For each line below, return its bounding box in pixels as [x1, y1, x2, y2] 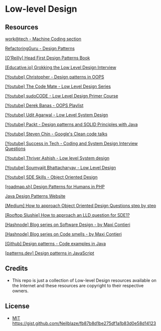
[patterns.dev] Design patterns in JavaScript [5, 250, 94, 256]
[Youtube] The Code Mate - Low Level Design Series [5, 83, 111, 89]
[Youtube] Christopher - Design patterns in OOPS [5, 74, 104, 79]
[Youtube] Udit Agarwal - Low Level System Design [5, 112, 108, 118]
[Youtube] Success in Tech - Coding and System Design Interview [5, 141, 138, 146]
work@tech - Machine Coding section [5, 36, 81, 42]
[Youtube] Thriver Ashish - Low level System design [5, 155, 110, 161]
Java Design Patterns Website [5, 193, 66, 199]
